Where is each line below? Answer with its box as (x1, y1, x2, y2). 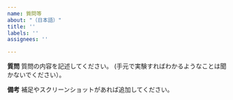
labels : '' (7, 29, 39, 37)
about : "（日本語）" (7, 17, 61, 24)
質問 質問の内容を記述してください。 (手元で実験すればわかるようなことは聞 (7, 62, 227, 70)
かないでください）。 (7, 71, 66, 79)
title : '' (7, 23, 36, 30)
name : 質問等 (7, 10, 42, 17)
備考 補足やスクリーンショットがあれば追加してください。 (7, 85, 174, 94)
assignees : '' (7, 36, 49, 43)
